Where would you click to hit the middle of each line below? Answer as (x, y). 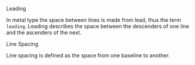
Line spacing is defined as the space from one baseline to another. (88, 55)
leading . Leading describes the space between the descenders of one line (98, 26)
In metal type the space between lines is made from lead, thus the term (94, 20)
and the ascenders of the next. (44, 32)
